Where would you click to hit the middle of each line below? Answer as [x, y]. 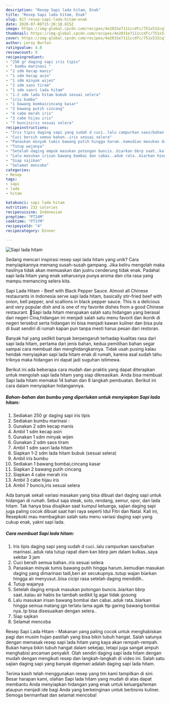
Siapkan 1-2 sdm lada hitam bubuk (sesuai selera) [65, 453]
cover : [13, 38]
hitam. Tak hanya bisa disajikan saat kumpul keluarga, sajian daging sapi [81, 506]
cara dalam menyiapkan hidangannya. [45, 386]
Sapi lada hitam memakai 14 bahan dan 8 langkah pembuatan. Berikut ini [81, 380]
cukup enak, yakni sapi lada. [35, 522]
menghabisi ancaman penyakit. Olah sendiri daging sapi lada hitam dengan [84, 653]
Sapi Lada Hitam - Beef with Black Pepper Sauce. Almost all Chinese [77, 291]
